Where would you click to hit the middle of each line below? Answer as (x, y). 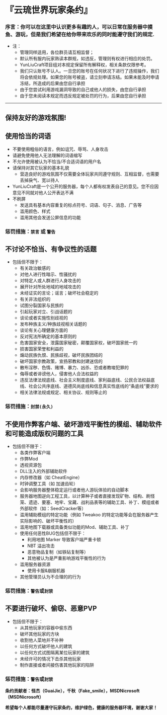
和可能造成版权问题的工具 (44, 434)
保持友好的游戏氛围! (36, 118)
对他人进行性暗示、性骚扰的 (48, 274)
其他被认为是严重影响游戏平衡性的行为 (66, 558)
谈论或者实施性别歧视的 (44, 318)
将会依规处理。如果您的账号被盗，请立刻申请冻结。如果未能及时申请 (89, 77)
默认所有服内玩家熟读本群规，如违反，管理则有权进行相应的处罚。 (87, 59)
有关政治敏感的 (35, 268)
